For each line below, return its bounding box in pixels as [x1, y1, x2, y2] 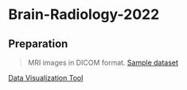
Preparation [8, 37, 68, 51]
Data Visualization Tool [8, 73, 84, 82]
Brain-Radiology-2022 [8, 6, 160, 24]
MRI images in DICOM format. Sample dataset [27, 58, 179, 67]
